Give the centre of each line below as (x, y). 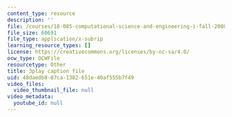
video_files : (26, 84)
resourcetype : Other (37, 65)
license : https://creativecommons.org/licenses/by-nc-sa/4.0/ (98, 52)
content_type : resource (41, 13)
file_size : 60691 (32, 33)
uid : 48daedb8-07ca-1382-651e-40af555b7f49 (71, 77)
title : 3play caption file (46, 71)
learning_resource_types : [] (49, 45)
